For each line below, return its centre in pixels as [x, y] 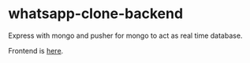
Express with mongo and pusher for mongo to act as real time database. [125, 35]
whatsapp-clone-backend [96, 14]
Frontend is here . [36, 50]
